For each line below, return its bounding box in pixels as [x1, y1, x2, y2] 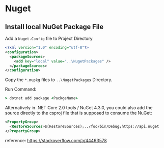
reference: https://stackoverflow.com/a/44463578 [5, 137, 107, 143]
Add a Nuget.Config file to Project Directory [5, 35, 93, 41]
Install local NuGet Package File [5, 23, 104, 31]
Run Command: [5, 87, 37, 92]
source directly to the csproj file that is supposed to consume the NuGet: [5, 110, 152, 116]
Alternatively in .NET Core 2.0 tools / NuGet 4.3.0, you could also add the [5, 105, 153, 111]
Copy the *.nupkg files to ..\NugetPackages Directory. [5, 77, 112, 83]
